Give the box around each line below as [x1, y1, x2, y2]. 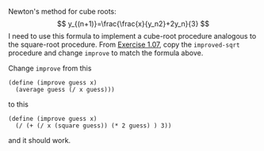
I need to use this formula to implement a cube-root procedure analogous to [8, 32, 257, 40]
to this [8, 100, 29, 109]
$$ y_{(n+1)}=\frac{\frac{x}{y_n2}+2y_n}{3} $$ [56, 19, 210, 28]
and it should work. [8, 136, 71, 145]
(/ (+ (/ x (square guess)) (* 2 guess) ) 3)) [15, 122, 172, 130]
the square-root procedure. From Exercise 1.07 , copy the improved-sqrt [8, 40, 240, 49]
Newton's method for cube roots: [8, 7, 117, 16]
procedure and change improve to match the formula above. [8, 48, 204, 58]
